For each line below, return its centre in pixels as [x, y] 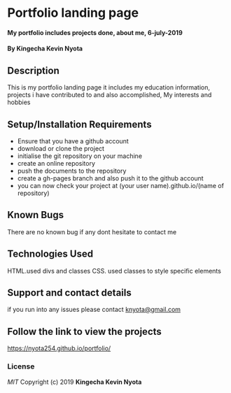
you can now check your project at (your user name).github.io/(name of [120, 186]
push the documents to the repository [72, 171]
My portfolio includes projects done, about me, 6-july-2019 [95, 32]
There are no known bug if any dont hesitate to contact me [92, 231]
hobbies [19, 102]
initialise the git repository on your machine [79, 156]
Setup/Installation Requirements [79, 124]
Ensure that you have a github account [73, 141]
